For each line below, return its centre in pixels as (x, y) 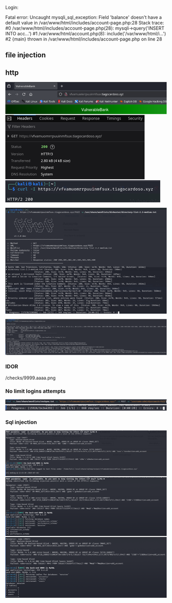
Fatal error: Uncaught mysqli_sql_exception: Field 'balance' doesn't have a (84, 17)
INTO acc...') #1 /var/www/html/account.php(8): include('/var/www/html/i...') (86, 34)
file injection (26, 55)
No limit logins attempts (36, 391)
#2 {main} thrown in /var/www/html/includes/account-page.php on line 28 (84, 39)
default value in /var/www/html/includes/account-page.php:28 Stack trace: (85, 23)
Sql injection (21, 422)
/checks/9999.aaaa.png (30, 378)
